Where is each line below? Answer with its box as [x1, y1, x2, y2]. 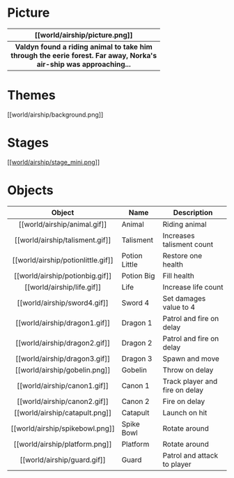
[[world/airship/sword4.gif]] [17, 298, 109, 308]
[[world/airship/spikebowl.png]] [10, 424, 115, 433]
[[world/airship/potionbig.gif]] [13, 271, 112, 281]
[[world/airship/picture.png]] [34, 30, 134, 40]
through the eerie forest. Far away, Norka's [10, 50, 157, 60]
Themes [7, 87, 56, 103]
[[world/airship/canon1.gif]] [17, 380, 109, 390]
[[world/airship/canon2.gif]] [17, 396, 109, 406]
